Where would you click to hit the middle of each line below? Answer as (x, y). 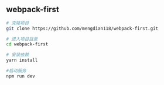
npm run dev (20, 76)
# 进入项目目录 (22, 39)
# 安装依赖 (18, 55)
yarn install (22, 61)
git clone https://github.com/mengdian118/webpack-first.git (82, 29)
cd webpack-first (27, 44)
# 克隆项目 (18, 23)
